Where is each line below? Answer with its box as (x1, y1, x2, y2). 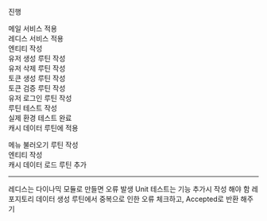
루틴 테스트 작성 (8, 103, 58, 113)
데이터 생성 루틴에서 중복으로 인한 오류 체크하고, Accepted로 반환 (35, 194, 239, 204)
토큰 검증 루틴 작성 (8, 83, 66, 93)
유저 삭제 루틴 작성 (8, 64, 66, 73)
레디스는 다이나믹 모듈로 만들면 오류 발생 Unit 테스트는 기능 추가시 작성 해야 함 (8, 184, 250, 193)
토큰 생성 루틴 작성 (8, 74, 66, 83)
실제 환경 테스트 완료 (8, 114, 72, 122)
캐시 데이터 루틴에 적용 (8, 123, 79, 133)
